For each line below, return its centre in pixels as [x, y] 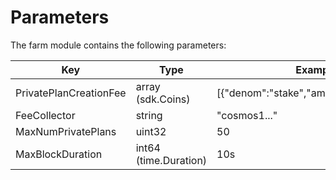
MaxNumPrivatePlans [66, 131]
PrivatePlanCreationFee [71, 93]
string [149, 115]
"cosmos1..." [247, 115]
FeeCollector [45, 115]
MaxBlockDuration [59, 154]
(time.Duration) [171, 160]
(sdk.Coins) [163, 99]
